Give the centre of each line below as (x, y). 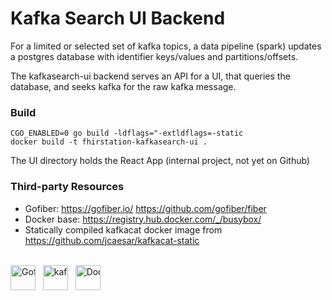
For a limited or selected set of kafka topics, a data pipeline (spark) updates (166, 46)
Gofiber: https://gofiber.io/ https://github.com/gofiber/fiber (145, 208)
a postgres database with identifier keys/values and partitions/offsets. (154, 56)
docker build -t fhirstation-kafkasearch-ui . (109, 142)
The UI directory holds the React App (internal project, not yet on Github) (160, 161)
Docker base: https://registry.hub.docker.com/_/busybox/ (143, 219)
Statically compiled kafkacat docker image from (123, 229)
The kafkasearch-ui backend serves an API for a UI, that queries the (150, 76)
